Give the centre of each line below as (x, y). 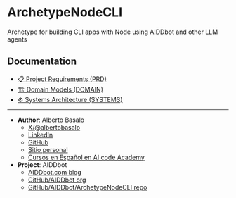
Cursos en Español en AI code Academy (86, 157)
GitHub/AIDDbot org (57, 180)
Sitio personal (48, 149)
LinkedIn (40, 135)
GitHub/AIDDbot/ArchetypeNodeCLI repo (87, 187)
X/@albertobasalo (54, 127)
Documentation (42, 62)
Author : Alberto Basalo (51, 120)
